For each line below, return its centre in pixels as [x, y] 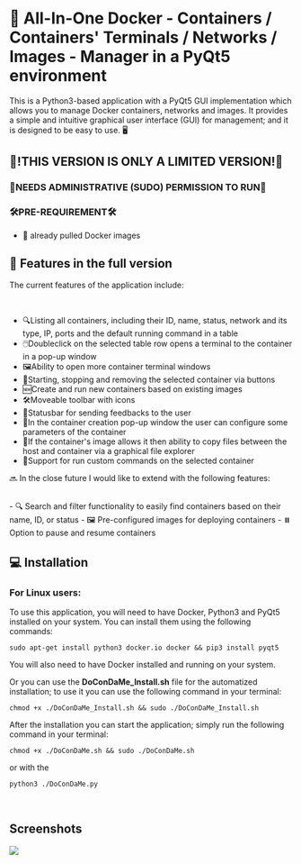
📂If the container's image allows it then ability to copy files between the [155, 441]
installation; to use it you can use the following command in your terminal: [146, 692]
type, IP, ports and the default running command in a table [130, 333]
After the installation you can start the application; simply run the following [147, 725]
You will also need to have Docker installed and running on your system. [142, 665]
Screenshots [46, 829]
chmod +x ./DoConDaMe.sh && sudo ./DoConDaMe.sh [102, 751]
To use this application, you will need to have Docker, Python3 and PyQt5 [145, 613]
